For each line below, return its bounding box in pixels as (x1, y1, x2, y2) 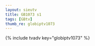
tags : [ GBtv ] (5, 16, 33, 21)
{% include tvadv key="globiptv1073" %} (5, 35, 90, 41)
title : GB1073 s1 (5, 12, 42, 17)
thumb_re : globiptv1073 (5, 21, 55, 26)
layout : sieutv (5, 7, 37, 12)
